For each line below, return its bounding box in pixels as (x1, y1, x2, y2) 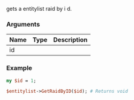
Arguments (6, 20, 40, 28)
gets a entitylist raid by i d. (6, 5, 72, 12)
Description (53, 36, 88, 44)
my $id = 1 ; (6, 78, 36, 84)
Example (6, 64, 33, 72)
